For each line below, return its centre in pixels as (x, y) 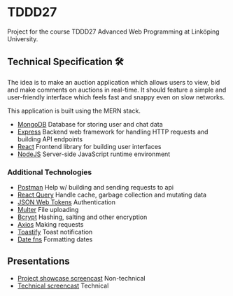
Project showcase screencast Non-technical (81, 278)
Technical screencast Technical (63, 286)
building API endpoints (50, 139)
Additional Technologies (50, 172)
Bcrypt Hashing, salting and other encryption (82, 217)
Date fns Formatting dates (55, 239)
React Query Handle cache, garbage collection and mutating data (112, 195)
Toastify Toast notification (55, 232)
